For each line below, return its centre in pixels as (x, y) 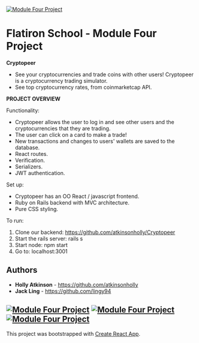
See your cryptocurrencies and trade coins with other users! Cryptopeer (104, 74)
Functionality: (23, 110)
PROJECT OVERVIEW (34, 98)
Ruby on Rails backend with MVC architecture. (72, 202)
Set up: (15, 184)
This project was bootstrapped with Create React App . (73, 333)
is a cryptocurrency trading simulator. (61, 80)
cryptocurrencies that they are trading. (63, 128)
